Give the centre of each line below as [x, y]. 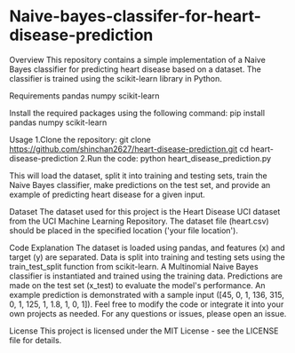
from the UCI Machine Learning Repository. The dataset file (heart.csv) [139, 221]
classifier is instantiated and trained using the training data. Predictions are [146, 276]
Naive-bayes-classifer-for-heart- [136, 16]
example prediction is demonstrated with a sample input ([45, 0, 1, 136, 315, [147, 294]
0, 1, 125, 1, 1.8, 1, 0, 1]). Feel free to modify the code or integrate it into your [147, 304]
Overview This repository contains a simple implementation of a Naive [138, 59]
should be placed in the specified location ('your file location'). [124, 230]
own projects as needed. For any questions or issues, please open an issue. [148, 313]
